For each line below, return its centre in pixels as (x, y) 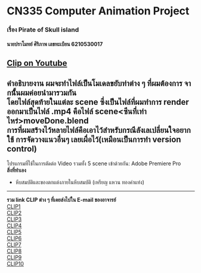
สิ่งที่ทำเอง (16, 170)
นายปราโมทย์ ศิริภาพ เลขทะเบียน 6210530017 (55, 44)
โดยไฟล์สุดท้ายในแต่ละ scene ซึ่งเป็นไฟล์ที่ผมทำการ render (98, 102)
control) (22, 149)
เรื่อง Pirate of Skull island (43, 30)
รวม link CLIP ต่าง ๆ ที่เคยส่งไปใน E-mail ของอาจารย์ (61, 199)
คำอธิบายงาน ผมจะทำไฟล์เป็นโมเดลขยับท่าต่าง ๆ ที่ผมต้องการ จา (99, 84)
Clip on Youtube (37, 63)
